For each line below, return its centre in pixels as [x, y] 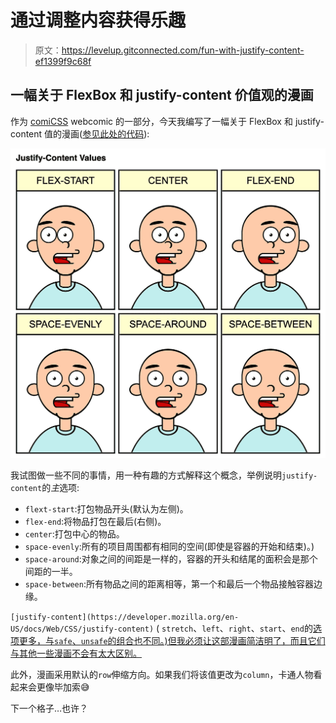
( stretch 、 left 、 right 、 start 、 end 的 [234, 628]
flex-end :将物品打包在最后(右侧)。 [95, 522]
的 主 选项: [60, 488]
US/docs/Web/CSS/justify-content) [82, 629]
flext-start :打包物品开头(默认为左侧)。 [106, 509]
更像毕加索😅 [63, 687]
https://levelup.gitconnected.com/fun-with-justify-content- [183, 50]
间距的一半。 [51, 572]
